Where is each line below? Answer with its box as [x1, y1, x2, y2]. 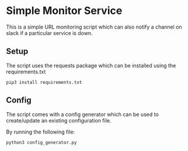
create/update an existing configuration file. [6, 117, 112, 124]
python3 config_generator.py [6, 139, 77, 145]
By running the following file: [6, 128, 75, 135]
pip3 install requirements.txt [6, 79, 82, 85]
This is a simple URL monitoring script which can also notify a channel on [6, 23, 182, 30]
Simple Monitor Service [6, 4, 123, 17]
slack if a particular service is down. [6, 29, 93, 36]
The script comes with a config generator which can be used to [6, 111, 159, 118]
